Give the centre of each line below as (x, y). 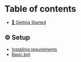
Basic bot (21, 54)
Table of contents (40, 9)
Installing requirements (34, 49)
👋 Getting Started (29, 22)
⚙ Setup (17, 38)
